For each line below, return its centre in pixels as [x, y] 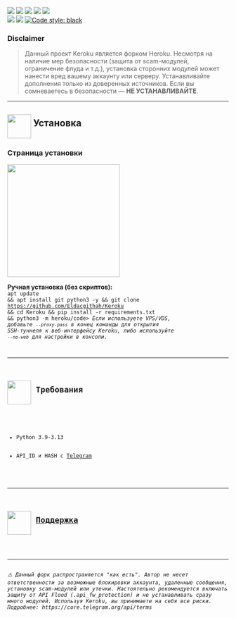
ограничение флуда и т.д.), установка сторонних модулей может [122, 69]
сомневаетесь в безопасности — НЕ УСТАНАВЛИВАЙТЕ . [111, 91]
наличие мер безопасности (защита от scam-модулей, [107, 61]
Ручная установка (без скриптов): [60, 287]
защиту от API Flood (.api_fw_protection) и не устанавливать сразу [110, 595]
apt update [23, 293]
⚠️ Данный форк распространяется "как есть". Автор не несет [98, 574]
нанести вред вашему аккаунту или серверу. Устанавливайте [117, 76]
